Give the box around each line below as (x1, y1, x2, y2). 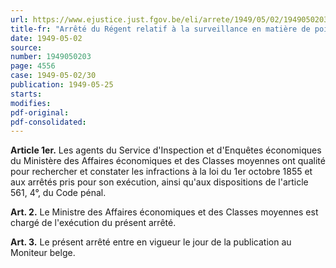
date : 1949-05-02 (10, 33, 83, 43)
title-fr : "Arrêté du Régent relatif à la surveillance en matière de (10, 24, 311, 34)
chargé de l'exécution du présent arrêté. (10, 217, 177, 229)
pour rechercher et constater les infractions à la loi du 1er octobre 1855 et (10, 166, 313, 178)
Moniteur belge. (10, 247, 76, 259)
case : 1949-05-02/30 (10, 71, 97, 81)
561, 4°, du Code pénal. (10, 187, 107, 199)
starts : (10, 89, 43, 99)
